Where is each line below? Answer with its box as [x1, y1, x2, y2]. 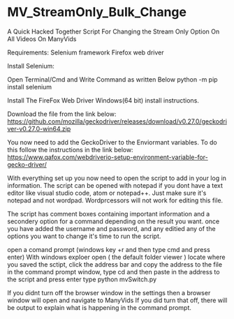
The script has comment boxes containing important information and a [7, 209, 210, 218]
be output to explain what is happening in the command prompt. [7, 303, 192, 311]
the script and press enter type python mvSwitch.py [7, 275, 157, 283]
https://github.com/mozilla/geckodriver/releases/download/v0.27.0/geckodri [7, 117, 227, 126]
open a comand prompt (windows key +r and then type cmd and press [7, 245, 211, 253]
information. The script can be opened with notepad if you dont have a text [7, 181, 224, 189]
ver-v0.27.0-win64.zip [7, 124, 71, 133]
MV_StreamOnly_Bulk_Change [7, 4, 187, 20]
